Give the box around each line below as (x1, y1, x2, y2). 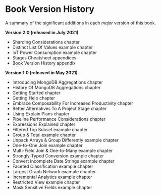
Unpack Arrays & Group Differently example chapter (12, 137, 119, 143)
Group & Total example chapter (12, 132, 76, 138)
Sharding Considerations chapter (12, 39, 80, 45)
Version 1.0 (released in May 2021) (5, 69, 78, 75)
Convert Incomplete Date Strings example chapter (12, 158, 115, 164)
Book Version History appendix (12, 60, 76, 66)
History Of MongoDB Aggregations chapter (12, 84, 101, 90)
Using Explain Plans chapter (12, 110, 70, 117)
